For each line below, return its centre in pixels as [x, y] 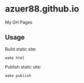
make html [15, 58]
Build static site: [21, 49]
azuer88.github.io [42, 9]
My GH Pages [19, 22]
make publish [18, 76]
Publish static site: [23, 67]
